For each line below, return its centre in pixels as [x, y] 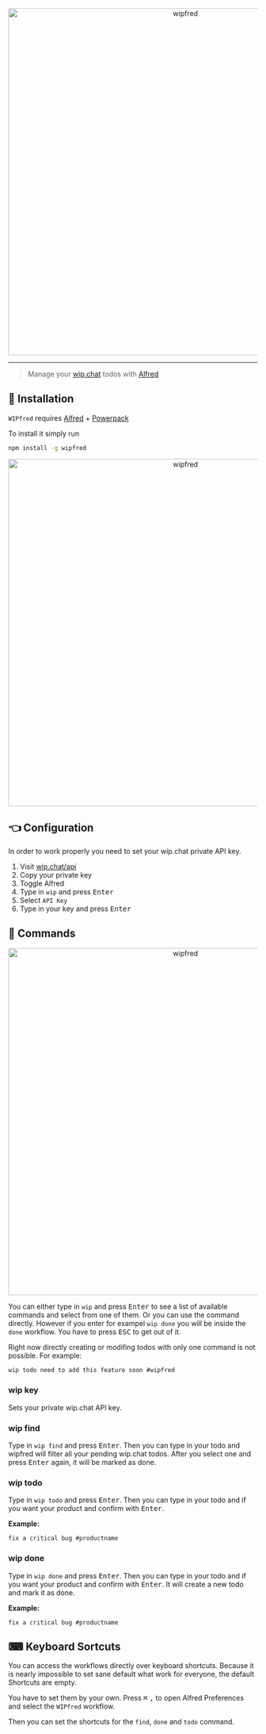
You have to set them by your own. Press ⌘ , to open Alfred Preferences [126, 1698]
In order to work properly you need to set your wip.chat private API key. [125, 851]
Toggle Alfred [42, 883]
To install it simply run [44, 433]
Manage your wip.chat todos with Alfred [93, 374]
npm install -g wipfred [47, 448]
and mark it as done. [42, 1592]
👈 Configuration [51, 828]
